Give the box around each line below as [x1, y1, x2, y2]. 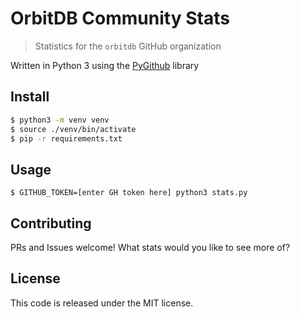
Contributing [10, 215, 92, 232]
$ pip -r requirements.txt [10, 133, 123, 144]
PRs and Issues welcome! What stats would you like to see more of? [10, 242, 291, 253]
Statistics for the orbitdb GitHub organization [34, 40, 222, 52]
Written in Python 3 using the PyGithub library [10, 59, 200, 71]
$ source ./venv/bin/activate [10, 124, 137, 134]
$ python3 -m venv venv [10, 115, 110, 125]
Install [10, 88, 50, 106]
